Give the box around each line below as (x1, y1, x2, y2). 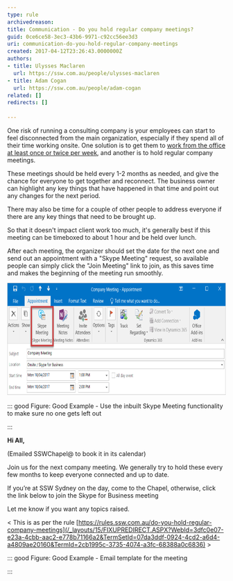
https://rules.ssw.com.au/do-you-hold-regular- (78, 518, 212, 526)
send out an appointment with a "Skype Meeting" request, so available (7, 254, 209, 262)
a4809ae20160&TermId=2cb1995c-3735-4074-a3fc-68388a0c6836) (7, 541, 206, 548)
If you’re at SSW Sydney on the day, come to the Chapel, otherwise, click (7, 484, 216, 492)
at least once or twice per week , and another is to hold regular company (7, 149, 214, 156)
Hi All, (7, 436, 26, 444)
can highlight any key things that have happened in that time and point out (7, 184, 219, 193)
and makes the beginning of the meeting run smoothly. (7, 269, 164, 277)
